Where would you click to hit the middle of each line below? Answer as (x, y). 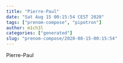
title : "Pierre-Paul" (33, 11)
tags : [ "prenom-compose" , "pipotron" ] (54, 22)
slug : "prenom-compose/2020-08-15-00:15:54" (62, 38)
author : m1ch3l (25, 28)
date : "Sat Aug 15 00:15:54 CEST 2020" (55, 17)
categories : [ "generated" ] (39, 33)
